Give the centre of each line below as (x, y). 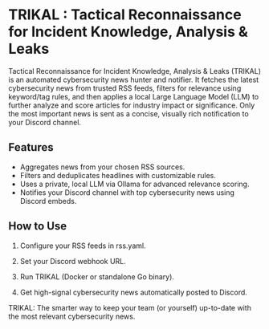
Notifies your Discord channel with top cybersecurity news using (127, 192)
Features (31, 147)
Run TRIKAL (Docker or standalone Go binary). (97, 276)
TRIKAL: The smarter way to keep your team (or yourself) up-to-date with (130, 307)
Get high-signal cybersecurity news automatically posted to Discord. (133, 292)
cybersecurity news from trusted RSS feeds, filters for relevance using (125, 88)
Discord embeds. (48, 201)
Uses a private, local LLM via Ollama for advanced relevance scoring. (134, 184)
